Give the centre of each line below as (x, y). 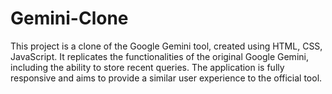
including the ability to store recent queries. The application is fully (147, 67)
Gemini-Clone (69, 18)
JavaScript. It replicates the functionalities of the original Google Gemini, (159, 56)
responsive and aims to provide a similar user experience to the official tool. (166, 78)
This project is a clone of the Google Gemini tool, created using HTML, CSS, (166, 46)
